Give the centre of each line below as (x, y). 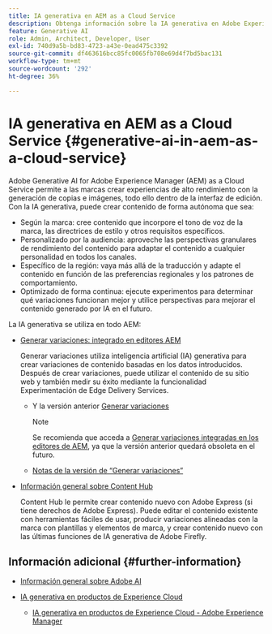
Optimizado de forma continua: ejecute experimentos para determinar (136, 291)
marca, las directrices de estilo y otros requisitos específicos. (122, 231)
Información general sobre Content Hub (87, 486)
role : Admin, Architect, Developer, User (79, 39)
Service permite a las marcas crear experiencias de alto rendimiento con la (133, 189)
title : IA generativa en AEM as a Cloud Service (92, 16)
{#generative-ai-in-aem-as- (161, 141)
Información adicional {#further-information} (125, 561)
